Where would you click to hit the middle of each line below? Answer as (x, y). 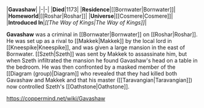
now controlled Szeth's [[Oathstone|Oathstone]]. (68, 87)
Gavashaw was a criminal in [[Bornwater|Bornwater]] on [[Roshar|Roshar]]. (102, 34)
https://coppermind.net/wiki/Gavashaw (56, 98)
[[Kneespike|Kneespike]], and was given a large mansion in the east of (96, 47)
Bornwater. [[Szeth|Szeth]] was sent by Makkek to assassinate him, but (97, 54)
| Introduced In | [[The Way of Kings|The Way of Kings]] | (76, 22)
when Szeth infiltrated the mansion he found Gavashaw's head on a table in (102, 60)
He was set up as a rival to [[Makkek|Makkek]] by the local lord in (89, 41)
